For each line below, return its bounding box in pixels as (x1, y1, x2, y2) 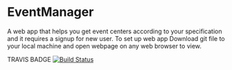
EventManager (7, 4, 94, 20)
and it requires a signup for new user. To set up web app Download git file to (7, 34, 225, 42)
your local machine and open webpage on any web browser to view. (7, 42, 202, 50)
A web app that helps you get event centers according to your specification (7, 27, 222, 35)
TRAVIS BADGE (7, 55, 51, 63)
